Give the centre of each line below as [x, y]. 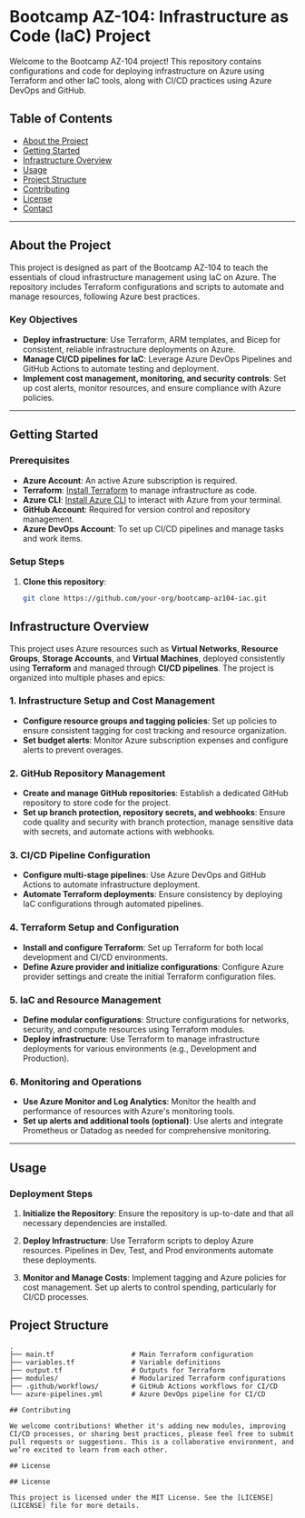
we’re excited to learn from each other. [89, 1450]
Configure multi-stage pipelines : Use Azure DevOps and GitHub [144, 875]
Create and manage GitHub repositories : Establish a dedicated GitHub [155, 794]
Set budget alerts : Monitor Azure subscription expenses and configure [155, 740]
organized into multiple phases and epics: [88, 677]
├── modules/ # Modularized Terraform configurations [148, 1378]
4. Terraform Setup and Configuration [94, 927]
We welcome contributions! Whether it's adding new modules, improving [148, 1426]
